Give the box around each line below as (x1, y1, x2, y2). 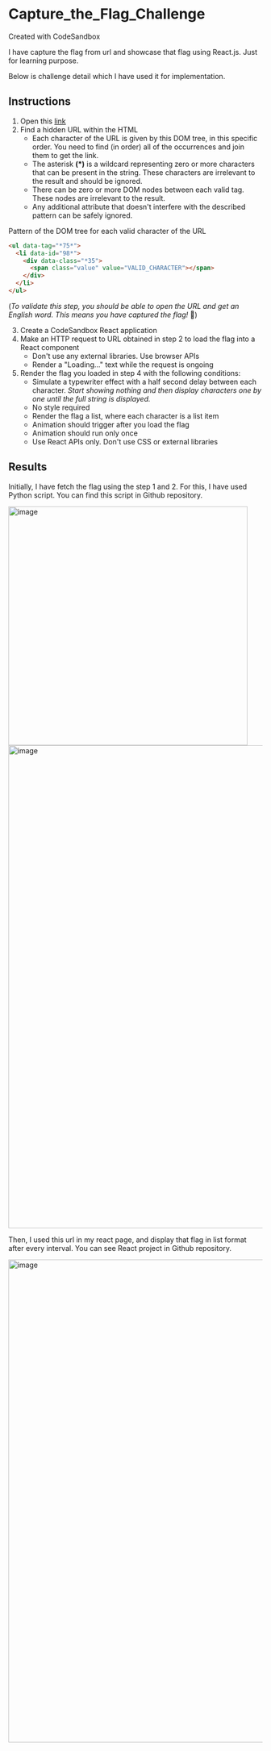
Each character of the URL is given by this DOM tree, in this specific (31, 133, 258, 143)
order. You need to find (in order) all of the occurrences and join (31, 142, 244, 152)
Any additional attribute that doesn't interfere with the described (31, 202, 246, 211)
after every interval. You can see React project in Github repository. (8, 1243, 232, 1253)
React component (19, 342, 80, 352)
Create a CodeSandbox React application (19, 325, 157, 335)
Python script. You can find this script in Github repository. (8, 490, 203, 500)
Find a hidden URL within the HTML (19, 124, 139, 134)
